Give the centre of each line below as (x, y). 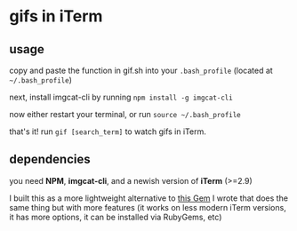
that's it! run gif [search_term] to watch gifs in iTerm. (108, 131)
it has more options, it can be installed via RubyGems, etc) (116, 217)
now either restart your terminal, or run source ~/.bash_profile (125, 114)
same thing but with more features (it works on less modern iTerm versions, (148, 207)
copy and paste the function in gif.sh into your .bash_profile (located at (141, 70)
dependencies (50, 159)
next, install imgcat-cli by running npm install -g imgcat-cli (121, 97)
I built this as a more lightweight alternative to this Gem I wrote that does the (149, 198)
